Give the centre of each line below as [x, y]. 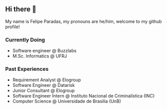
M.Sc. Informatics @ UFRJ [40, 56]
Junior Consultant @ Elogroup [44, 90]
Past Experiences [27, 69]
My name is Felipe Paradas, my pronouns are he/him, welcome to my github [83, 21]
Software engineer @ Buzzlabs [44, 51]
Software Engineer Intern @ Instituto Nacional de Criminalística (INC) [83, 96]
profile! [13, 27]
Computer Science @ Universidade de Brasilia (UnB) [67, 101]
